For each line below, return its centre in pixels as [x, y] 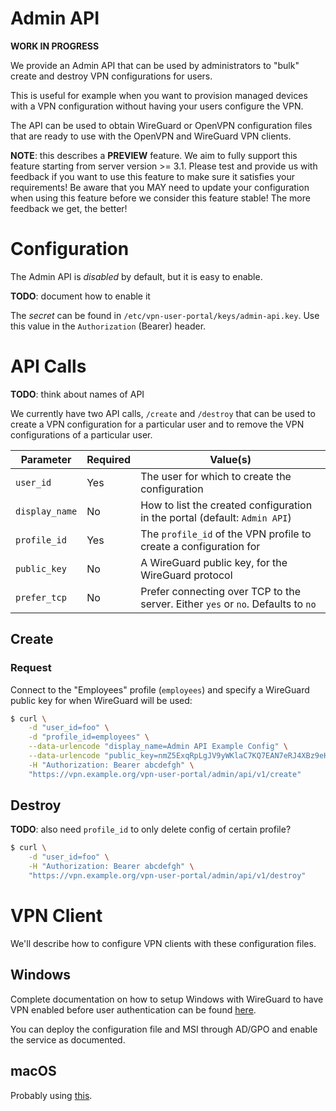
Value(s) [230, 459]
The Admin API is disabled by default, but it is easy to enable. [136, 276]
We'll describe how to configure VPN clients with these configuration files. [163, 943]
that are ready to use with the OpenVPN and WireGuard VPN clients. [151, 136]
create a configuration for [200, 546]
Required [109, 459]
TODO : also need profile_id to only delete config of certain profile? [151, 829]
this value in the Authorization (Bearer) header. [108, 326]
